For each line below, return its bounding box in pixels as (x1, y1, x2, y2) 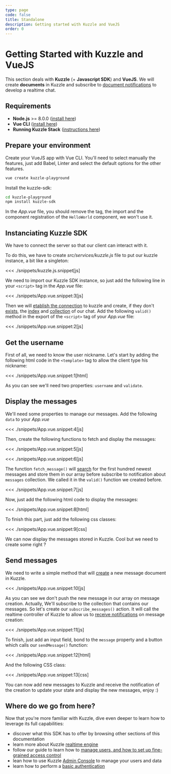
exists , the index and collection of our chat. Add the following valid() (5, 308, 152, 314)
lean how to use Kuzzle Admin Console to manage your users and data (12, 758, 162, 764)
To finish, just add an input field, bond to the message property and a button (5, 637, 162, 643)
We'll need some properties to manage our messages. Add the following (5, 411, 157, 417)
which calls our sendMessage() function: (5, 642, 88, 648)
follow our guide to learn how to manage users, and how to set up (12, 747, 152, 753)
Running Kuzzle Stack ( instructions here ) (12, 126, 101, 132)
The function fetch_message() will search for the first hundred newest (5, 465, 152, 472)
